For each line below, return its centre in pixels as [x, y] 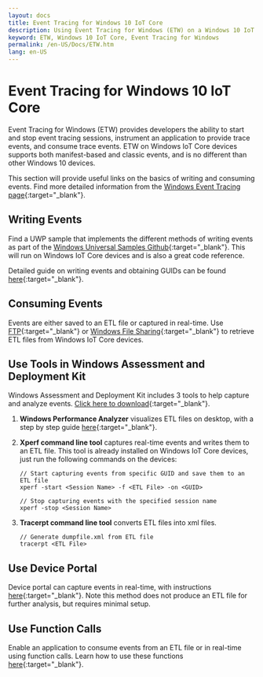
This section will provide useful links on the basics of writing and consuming [131, 178]
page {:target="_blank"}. [47, 194]
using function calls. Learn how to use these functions [96, 656]
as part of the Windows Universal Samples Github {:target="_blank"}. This [127, 247]
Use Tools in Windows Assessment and [107, 364]
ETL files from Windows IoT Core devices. [76, 339]
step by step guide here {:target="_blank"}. [88, 427]
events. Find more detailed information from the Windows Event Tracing [124, 187]
